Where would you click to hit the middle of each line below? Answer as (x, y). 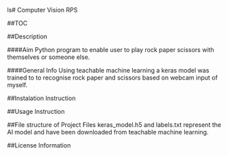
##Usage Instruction (36, 111)
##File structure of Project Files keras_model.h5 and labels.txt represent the (114, 125)
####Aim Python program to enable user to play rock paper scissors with (111, 50)
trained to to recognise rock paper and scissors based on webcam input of (112, 77)
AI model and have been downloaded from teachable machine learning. (108, 132)
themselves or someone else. (49, 57)
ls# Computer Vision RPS (42, 10)
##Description (27, 36)
